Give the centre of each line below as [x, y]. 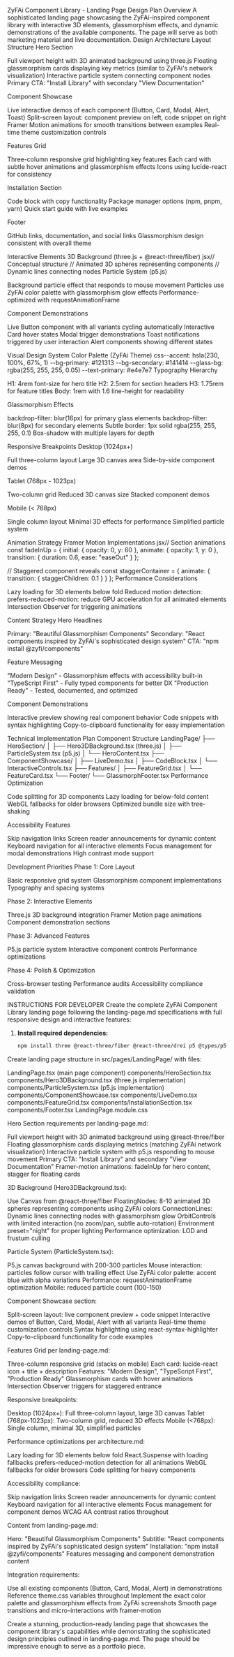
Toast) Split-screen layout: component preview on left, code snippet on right [117, 117]
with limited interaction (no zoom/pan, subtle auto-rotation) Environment [111, 1223]
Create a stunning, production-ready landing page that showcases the [108, 1623]
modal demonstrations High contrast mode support [81, 853]
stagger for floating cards [44, 1174]
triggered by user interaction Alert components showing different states [110, 342]
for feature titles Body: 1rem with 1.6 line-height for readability [96, 391]
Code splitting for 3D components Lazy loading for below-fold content [108, 796]
